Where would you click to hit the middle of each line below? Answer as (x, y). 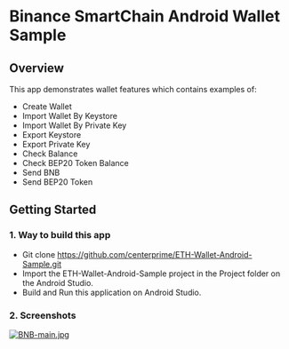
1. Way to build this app (60, 235)
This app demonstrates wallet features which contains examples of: (133, 89)
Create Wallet (47, 107)
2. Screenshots (43, 315)
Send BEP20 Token (57, 182)
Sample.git (42, 264)
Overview (37, 68)
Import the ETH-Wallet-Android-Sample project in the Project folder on (151, 274)
